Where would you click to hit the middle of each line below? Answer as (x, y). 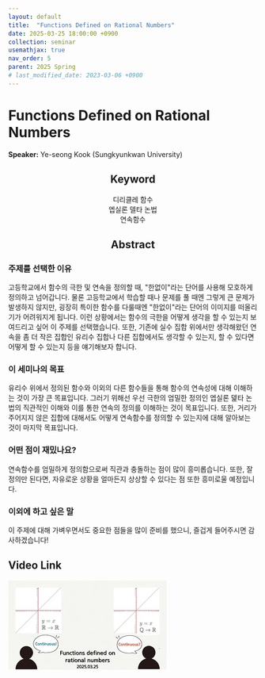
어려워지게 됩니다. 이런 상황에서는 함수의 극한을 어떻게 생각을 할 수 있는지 (136, 317)
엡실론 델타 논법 (133, 209)
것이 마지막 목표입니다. (43, 427)
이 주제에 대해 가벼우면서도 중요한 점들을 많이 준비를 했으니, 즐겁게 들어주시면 (127, 531)
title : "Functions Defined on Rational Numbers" (92, 25)
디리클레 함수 (133, 199)
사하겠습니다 (28, 540)
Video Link (35, 566)
